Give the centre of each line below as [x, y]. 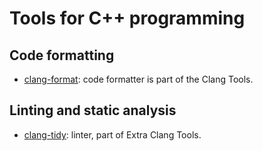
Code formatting [62, 55]
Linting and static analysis [93, 110]
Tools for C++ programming [127, 18]
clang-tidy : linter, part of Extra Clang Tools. [112, 134]
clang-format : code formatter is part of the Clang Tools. [138, 79]
